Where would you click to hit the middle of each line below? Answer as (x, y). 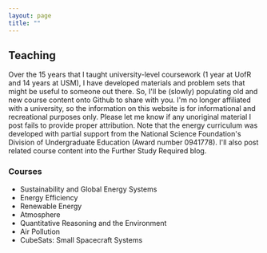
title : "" (25, 23)
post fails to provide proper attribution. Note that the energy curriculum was (133, 125)
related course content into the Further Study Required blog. (108, 151)
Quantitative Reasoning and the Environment (93, 223)
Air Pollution (40, 231)
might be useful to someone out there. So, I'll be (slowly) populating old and (133, 92)
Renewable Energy (51, 206)
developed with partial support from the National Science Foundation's (125, 134)
